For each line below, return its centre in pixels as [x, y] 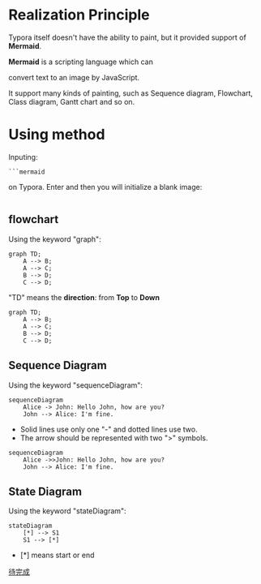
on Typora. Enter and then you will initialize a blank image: [105, 187]
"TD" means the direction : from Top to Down [84, 297]
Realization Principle [79, 15]
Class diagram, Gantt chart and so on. [72, 101]
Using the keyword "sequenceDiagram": [76, 385]
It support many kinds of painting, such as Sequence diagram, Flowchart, [131, 93]
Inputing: [23, 157]
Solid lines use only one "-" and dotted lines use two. [109, 429]
